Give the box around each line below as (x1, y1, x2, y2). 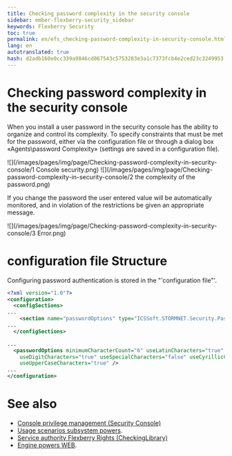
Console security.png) (35, 165, 99, 174)
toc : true (7, 29, 36, 37)
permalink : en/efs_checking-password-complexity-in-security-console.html (7, 36, 227, 43)
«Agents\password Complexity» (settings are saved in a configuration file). (7, 145, 220, 153)
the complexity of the (134, 172, 195, 181)
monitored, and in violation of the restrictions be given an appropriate (7, 201, 204, 209)
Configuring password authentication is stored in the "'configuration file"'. (7, 276, 217, 284)
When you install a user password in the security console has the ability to (7, 122, 219, 131)
